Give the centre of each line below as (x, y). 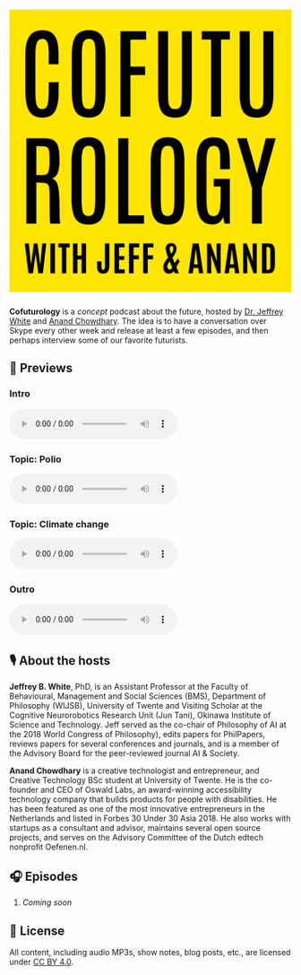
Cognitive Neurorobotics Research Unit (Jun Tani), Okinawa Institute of (140, 715)
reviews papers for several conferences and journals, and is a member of (144, 744)
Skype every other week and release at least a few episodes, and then (139, 330)
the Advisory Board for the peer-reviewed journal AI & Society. (125, 753)
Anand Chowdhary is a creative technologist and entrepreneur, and (134, 770)
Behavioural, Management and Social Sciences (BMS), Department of (138, 696)
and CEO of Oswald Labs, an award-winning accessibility (146, 790)
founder (24, 790)
